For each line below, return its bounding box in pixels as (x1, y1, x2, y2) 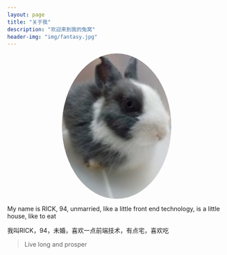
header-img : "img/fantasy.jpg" (7, 33, 98, 40)
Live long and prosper (24, 240, 87, 249)
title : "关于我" (7, 18, 51, 26)
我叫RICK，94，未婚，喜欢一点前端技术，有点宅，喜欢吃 (7, 227, 169, 235)
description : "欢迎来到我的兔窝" (7, 26, 96, 33)
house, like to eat (7, 212, 57, 220)
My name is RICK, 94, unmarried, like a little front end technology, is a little (7, 205, 220, 213)
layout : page (7, 11, 45, 18)
